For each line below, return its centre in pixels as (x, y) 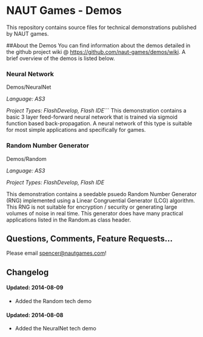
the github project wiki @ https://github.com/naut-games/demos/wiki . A (96, 51)
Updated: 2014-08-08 (35, 315)
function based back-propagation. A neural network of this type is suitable (99, 123)
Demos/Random (26, 159)
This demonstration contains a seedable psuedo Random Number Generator (101, 194)
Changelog (28, 272)
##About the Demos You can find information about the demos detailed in (98, 45)
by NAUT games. (28, 33)
